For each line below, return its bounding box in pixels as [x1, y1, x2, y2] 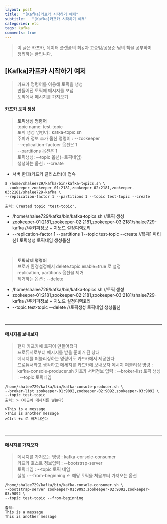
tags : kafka [5, 26, 30, 31]
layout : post [5, 7, 32, 12]
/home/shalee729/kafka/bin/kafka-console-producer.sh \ [5, 384, 123, 389]
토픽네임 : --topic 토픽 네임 [17, 466, 71, 472]
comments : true [5, 30, 37, 35]
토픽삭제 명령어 [17, 258, 47, 263]
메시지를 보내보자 [5, 331, 39, 337]
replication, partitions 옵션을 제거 [17, 270, 83, 276]
